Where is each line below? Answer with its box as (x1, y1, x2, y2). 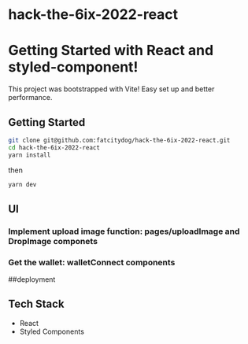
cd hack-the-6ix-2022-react (8, 143, 101, 151)
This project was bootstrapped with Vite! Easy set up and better (8, 84, 215, 94)
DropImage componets (8, 235, 98, 246)
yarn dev (8, 180, 37, 188)
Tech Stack (8, 298, 65, 311)
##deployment (8, 275, 56, 284)
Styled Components (19, 327, 85, 336)
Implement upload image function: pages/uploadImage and (8, 226, 240, 237)
